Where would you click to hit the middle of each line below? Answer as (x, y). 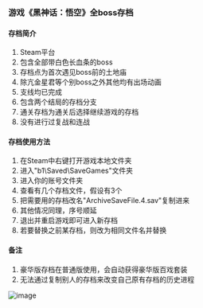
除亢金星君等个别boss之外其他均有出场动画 (90, 82)
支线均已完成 (41, 92)
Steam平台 (37, 53)
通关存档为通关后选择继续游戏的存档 (79, 112)
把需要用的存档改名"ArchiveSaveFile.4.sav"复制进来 (105, 201)
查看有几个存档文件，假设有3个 (71, 191)
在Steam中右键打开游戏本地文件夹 (76, 161)
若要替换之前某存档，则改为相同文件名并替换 (93, 230)
